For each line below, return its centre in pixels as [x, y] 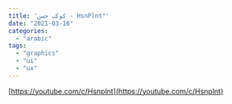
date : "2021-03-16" [41, 23]
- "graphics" [37, 53]
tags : [17, 46]
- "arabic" [34, 38]
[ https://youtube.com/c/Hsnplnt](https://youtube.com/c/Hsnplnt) [116, 91]
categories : [28, 31]
